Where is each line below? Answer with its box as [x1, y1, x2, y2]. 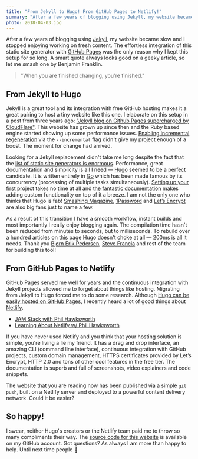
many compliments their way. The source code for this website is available [6, 433, 187, 440]
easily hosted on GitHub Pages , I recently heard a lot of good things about [6, 298, 186, 305]
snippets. [6, 371, 29, 377]
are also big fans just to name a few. [6, 204, 94, 211]
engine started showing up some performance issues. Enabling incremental [6, 130, 190, 137]
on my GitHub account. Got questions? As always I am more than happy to [6, 440, 187, 447]
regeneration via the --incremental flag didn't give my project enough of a [6, 136, 187, 143]
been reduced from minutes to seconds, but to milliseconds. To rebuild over [6, 228, 190, 235]
